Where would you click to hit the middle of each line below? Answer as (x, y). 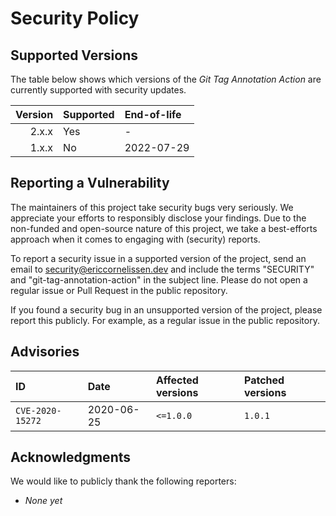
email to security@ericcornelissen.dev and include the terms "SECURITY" (162, 269)
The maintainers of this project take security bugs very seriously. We (152, 207)
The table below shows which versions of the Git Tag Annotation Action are (166, 79)
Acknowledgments (71, 457)
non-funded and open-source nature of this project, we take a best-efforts (164, 228)
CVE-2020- (38, 410)
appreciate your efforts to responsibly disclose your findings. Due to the (158, 218)
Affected (177, 380)
